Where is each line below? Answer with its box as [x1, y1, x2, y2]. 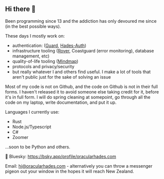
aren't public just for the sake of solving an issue [12, 74, 111, 80]
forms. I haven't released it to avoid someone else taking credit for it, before [5, 89, 159, 94]
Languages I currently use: [5, 109, 60, 115]
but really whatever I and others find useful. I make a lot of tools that [12, 69, 151, 75]
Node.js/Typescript [12, 124, 52, 130]
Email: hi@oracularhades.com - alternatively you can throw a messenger [5, 163, 153, 169]
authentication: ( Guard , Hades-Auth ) [12, 43, 87, 48]
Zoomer [12, 134, 29, 140]
